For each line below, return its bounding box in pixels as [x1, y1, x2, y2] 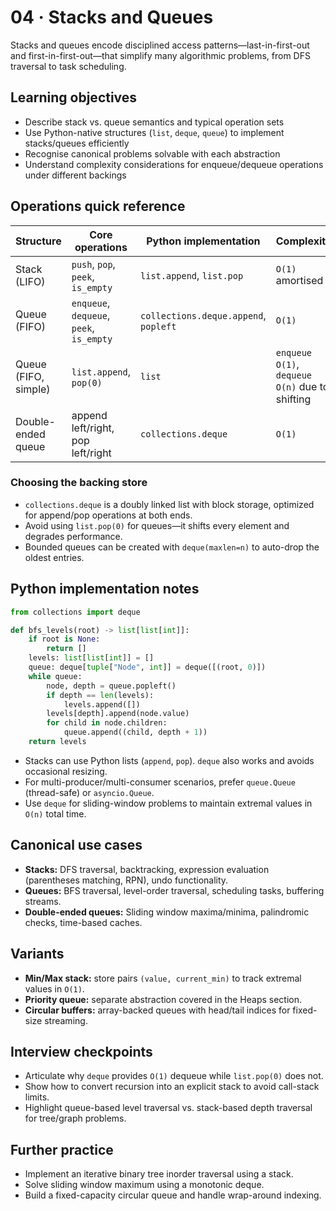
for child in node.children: [46, 718, 168, 728]
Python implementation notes [10, 581, 200, 598]
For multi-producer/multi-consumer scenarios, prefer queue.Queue [24, 776, 296, 788]
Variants [10, 946, 65, 963]
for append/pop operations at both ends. [24, 509, 193, 521]
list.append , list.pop [140, 268, 244, 282]
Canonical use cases [10, 837, 143, 854]
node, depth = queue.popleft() [46, 681, 177, 691]
